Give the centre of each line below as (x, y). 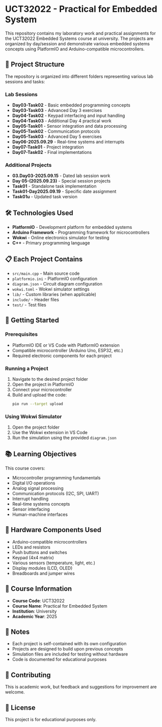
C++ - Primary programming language (51, 243)
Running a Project (27, 368)
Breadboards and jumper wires (43, 573)
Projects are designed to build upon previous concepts (67, 649)
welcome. (15, 692)
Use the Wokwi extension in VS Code (50, 433)
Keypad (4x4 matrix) (33, 557)
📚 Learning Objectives (41, 454)
